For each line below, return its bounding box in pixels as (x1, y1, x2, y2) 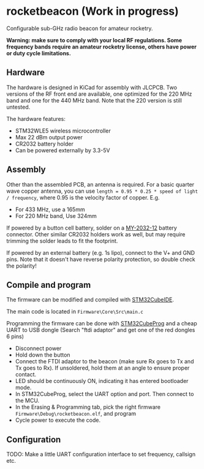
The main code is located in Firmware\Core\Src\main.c (6, 308, 144, 316)
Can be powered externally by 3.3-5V (15, 146, 110, 154)
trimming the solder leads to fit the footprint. (6, 237, 118, 244)
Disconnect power (15, 345, 62, 352)
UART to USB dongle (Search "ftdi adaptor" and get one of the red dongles (6, 327, 195, 334)
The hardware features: (6, 115, 66, 122)
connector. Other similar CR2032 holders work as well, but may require (6, 230, 186, 238)
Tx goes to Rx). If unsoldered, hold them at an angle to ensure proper (15, 364, 190, 372)
